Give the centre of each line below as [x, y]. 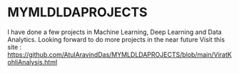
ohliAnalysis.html [32, 62]
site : [15, 47]
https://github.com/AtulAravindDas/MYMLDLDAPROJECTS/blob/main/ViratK [119, 55]
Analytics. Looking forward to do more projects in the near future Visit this [116, 39]
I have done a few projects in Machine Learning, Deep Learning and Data [115, 32]
